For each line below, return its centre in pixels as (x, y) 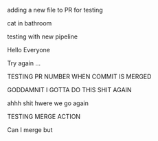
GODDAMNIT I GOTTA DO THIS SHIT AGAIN (69, 90)
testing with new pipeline (42, 36)
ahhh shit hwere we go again (48, 103)
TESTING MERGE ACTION (44, 117)
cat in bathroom (30, 23)
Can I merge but (30, 130)
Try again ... (24, 63)
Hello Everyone (29, 50)
